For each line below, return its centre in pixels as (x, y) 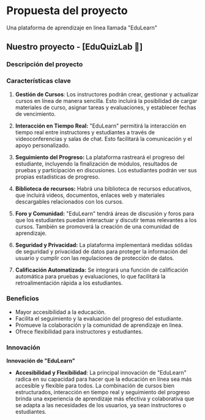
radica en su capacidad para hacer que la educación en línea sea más (103, 379)
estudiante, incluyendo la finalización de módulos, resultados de (96, 164)
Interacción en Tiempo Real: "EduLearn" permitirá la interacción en (101, 126)
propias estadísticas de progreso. (57, 177)
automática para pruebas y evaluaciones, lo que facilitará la (90, 276)
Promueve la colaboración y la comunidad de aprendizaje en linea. (99, 325)
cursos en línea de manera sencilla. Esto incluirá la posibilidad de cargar (106, 101)
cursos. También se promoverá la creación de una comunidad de (97, 226)
